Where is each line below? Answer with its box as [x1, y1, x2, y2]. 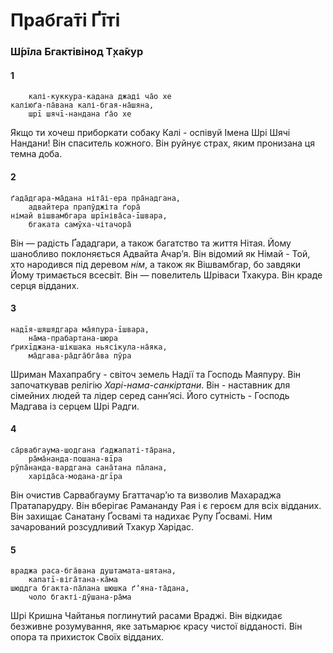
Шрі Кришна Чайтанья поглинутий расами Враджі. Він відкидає [10, 610, 283, 622]
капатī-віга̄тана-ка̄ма [28, 575, 118, 585]
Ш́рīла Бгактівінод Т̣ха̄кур [10, 45, 144, 59]
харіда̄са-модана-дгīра [28, 471, 123, 481]
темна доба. [10, 148, 63, 160]
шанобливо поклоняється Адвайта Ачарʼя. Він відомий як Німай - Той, [10, 247, 311, 259]
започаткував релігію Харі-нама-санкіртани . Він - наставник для [10, 379, 291, 391]
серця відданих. [10, 279, 80, 291]
